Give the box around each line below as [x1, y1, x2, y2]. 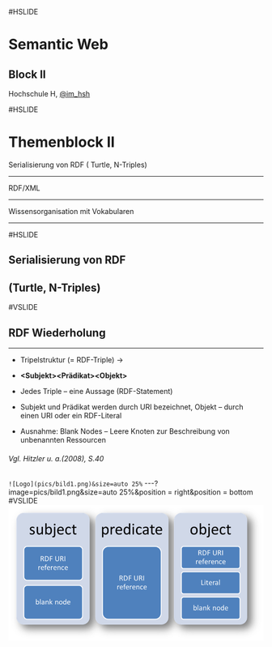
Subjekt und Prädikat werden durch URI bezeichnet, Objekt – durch [19, 401, 244, 412]
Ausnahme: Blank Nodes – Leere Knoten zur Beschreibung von [19, 426, 231, 436]
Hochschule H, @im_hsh [8, 89, 91, 98]
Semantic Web [8, 36, 109, 54]
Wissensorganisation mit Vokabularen [8, 206, 134, 216]
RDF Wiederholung [8, 326, 106, 340]
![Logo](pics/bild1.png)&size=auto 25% [8, 480, 143, 489]
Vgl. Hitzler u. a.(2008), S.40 [8, 453, 104, 463]
